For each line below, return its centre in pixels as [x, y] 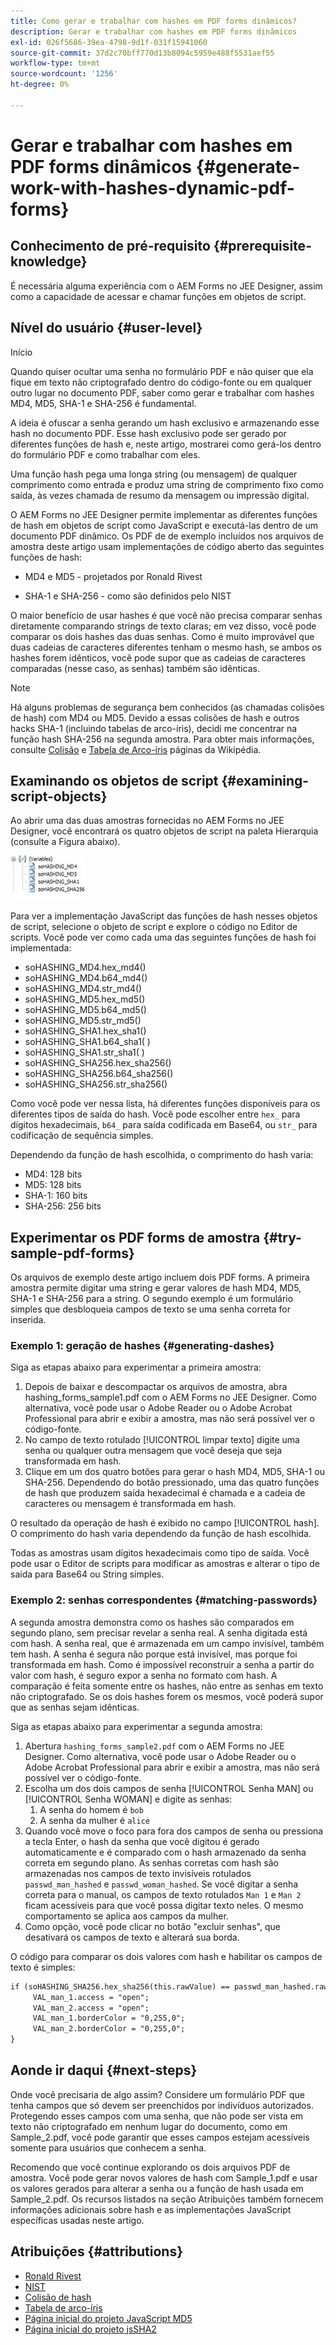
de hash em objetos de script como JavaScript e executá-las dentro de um [164, 525]
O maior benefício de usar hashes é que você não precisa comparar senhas [166, 615]
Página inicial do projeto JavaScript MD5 [108, 2318]
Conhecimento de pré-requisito [110, 246]
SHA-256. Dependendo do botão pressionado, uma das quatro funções [172, 1482]
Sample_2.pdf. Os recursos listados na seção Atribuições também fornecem [167, 2199]
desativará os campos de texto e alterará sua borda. [132, 1937]
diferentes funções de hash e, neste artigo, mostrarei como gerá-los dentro [166, 444]
